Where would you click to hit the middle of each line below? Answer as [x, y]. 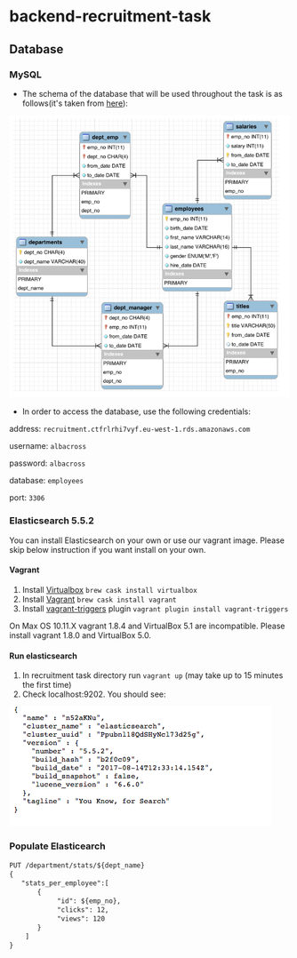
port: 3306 [27, 498]
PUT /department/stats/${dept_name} [77, 866]
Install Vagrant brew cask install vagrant [99, 599]
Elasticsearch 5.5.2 [52, 521]
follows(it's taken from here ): [75, 103]
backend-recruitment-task [110, 16]
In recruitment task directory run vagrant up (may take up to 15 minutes [153, 675]
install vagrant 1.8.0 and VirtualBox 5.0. [80, 635]
